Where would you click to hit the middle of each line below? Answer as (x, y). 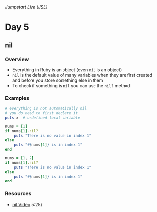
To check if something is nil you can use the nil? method (71, 85)
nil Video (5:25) (27, 204)
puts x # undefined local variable (43, 118)
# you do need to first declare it (42, 113)
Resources (18, 194)
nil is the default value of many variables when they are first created (82, 75)
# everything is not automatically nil (46, 108)
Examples (17, 98)
